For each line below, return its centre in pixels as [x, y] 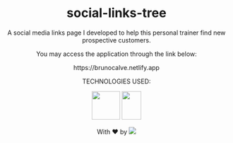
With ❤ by [112, 132]
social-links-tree [116, 13]
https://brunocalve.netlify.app [116, 67]
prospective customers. [116, 40]
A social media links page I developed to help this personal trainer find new [116, 33]
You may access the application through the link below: [116, 54]
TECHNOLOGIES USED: [116, 81]
